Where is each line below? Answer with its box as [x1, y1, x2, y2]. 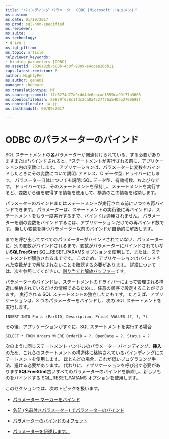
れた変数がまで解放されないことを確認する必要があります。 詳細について [5, 261, 156, 268]
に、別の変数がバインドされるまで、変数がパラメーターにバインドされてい [5, 242, 160, 248]
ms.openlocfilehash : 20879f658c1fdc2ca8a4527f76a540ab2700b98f [5, 97, 141, 102]
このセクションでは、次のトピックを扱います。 [5, 385, 102, 391]
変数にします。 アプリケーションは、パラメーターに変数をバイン [27, 164, 160, 170]
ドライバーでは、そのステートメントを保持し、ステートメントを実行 [15, 183, 156, 189]
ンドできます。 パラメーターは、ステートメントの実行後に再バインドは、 [5, 206, 156, 212]
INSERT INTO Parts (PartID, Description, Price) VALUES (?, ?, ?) [5, 314, 148, 319]
